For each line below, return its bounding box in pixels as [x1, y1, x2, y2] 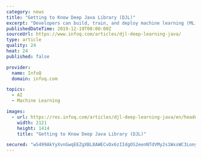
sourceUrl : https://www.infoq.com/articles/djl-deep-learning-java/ [6, 31, 182, 37]
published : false [6, 54, 50, 60]
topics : [6, 87, 26, 93]
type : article [6, 37, 42, 43]
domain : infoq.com [11, 76, 58, 82]
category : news [6, 8, 44, 15]
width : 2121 [17, 120, 47, 126]
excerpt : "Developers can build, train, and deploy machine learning [6, 20, 185, 26]
